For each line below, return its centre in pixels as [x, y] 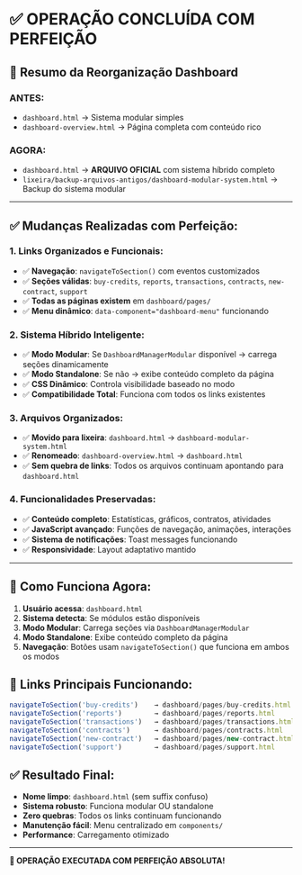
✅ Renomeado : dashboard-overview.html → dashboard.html [133, 456]
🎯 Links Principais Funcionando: [101, 684]
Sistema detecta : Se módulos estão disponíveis [111, 618]
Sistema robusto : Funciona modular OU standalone [118, 807]
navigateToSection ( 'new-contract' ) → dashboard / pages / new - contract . [144, 738]
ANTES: [27, 97]
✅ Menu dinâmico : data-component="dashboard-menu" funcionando [146, 311]
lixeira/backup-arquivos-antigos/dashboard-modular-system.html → [150, 179]
